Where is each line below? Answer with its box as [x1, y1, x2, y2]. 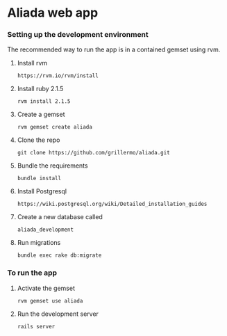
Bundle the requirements [17, 161, 88, 170]
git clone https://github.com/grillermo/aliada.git [17, 150, 170, 157]
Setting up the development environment [7, 30, 149, 40]
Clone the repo [17, 136, 60, 144]
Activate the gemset [17, 284, 75, 292]
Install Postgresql [17, 187, 67, 195]
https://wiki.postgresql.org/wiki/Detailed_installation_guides [17, 200, 208, 208]
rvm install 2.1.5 [17, 98, 71, 105]
